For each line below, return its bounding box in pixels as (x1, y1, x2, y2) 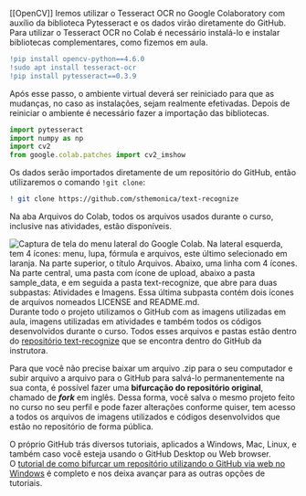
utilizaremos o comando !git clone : (9, 177, 146, 188)
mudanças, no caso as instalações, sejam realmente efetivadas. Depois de (9, 98, 290, 109)
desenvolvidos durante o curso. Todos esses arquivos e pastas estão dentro (9, 326, 297, 336)
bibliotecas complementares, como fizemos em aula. (9, 37, 208, 47)
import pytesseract (9, 125, 84, 134)
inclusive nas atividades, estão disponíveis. (9, 221, 172, 231)
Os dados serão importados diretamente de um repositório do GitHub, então (9, 167, 297, 178)
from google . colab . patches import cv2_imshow (9, 151, 185, 160)
